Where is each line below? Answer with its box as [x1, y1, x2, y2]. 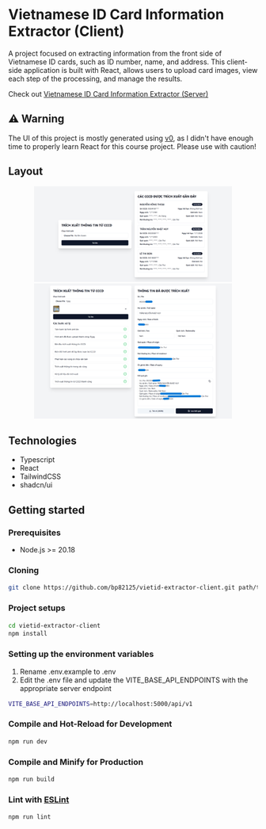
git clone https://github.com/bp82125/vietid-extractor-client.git [8, 584, 236, 592]
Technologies [8, 434, 78, 447]
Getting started [8, 503, 85, 517]
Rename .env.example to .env [19, 667, 116, 676]
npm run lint [8, 813, 51, 821]
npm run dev [8, 737, 47, 746]
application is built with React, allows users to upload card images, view [23, 65, 258, 74]
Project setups [8, 602, 66, 613]
